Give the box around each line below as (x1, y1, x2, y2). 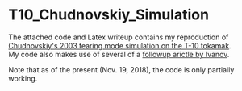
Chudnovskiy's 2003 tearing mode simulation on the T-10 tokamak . (8, 40, 232, 50)
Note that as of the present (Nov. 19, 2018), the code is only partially (8, 64, 235, 74)
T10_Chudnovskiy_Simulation (8, 6, 210, 24)
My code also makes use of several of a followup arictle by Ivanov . (8, 49, 230, 59)
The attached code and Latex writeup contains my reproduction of (8, 32, 229, 42)
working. (8, 73, 38, 83)
